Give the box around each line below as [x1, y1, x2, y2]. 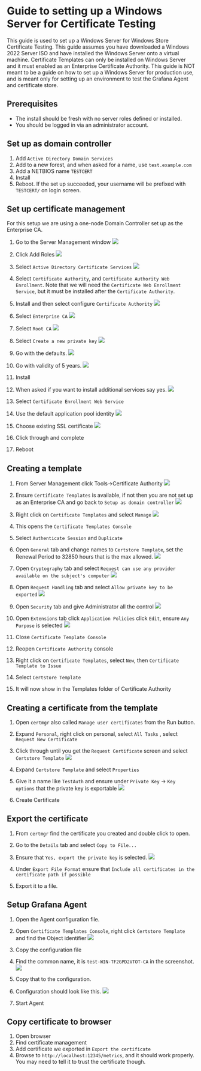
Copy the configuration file [15, 946, 82, 953]
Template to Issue [15, 663, 62, 669]
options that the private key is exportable [15, 785, 117, 792]
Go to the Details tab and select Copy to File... [15, 841, 137, 848]
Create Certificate [15, 796, 60, 803]
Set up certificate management [7, 204, 126, 214]
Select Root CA [15, 325, 52, 332]
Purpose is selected [15, 622, 63, 629]
